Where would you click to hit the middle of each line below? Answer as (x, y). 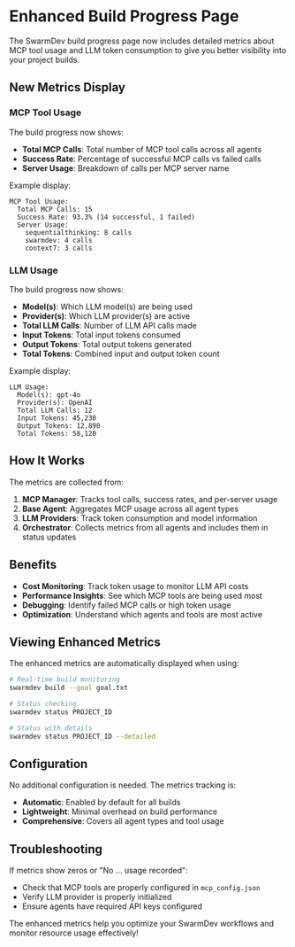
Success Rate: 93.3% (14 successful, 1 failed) (106, 217)
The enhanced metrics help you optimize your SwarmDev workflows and (142, 924)
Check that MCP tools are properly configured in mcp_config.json (141, 888)
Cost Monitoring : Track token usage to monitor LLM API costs (135, 586)
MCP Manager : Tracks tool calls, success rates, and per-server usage (150, 499)
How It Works (47, 461)
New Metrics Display (68, 87)
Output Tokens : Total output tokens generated (107, 344)
